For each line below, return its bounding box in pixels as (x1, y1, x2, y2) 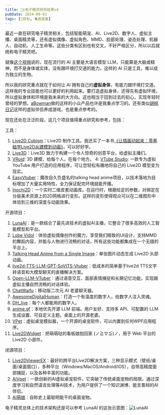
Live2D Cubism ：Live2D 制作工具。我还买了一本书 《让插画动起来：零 (12, 138, 153, 144)
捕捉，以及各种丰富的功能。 (16, 370, 73, 376)
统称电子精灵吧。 (5, 49, 40, 55)
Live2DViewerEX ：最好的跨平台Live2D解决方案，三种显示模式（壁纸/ (12, 358, 152, 363)
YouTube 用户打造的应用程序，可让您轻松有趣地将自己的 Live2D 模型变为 (12, 163, 160, 168)
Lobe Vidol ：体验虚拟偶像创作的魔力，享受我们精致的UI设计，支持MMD (12, 232, 157, 238)
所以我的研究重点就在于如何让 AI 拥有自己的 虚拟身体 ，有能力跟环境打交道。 (5, 82, 158, 88)
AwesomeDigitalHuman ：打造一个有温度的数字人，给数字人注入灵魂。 (12, 294, 154, 300)
